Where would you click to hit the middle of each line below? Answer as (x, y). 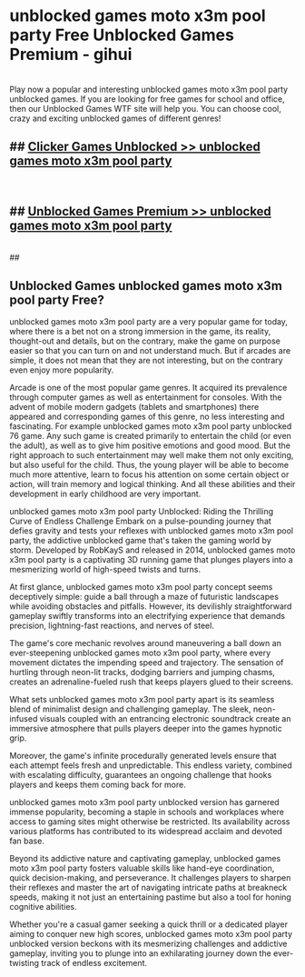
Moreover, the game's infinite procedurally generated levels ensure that (143, 756)
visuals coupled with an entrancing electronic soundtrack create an (165, 719)
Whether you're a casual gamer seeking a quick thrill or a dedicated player (149, 924)
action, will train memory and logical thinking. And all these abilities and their (152, 484)
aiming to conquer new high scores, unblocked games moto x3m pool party (151, 934)
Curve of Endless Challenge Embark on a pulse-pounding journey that (141, 521)
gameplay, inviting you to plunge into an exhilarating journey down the (141, 953)
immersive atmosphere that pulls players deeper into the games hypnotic (146, 729)
